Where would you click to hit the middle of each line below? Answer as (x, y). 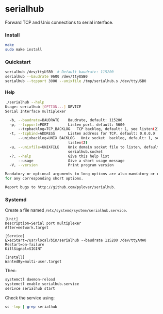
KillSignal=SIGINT (24, 249)
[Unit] (12, 219)
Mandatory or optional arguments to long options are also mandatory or (80, 174)
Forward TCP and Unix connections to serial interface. (59, 22)
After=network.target (27, 228)
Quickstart (18, 62)
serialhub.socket (85, 151)
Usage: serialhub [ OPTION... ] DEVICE (43, 107)
